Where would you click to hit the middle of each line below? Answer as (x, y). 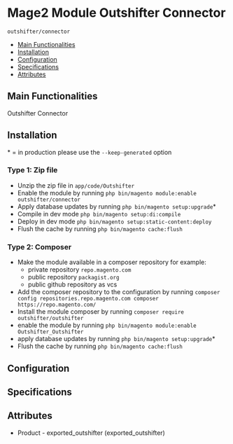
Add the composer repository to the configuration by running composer (119, 292)
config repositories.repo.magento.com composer (88, 299)
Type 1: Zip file (33, 170)
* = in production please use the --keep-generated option (90, 152)
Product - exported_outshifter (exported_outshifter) (91, 433)
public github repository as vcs (72, 284)
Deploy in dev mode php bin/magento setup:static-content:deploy (114, 221)
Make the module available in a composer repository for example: (112, 262)
